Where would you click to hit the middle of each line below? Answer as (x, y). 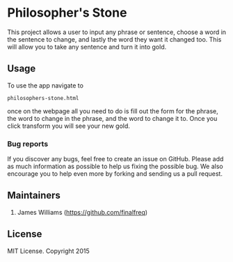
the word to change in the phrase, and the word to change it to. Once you (112, 118)
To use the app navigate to (45, 85)
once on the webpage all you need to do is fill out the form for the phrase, (113, 111)
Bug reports (28, 144)
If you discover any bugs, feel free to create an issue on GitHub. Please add (115, 159)
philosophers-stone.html (43, 98)
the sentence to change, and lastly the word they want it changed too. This (114, 39)
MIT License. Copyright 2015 (48, 251)
